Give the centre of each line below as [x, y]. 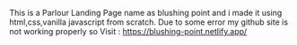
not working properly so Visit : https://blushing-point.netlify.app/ [128, 31]
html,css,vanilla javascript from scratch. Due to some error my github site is [149, 22]
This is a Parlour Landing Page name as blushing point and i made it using [146, 13]
